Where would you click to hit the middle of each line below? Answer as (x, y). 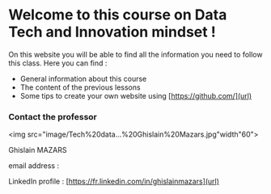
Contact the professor (53, 116)
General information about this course (83, 78)
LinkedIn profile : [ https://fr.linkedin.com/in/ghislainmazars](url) (114, 181)
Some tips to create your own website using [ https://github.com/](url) (136, 95)
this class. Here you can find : (58, 63)
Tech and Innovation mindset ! (112, 32)
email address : (34, 166)
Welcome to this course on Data (118, 15)
